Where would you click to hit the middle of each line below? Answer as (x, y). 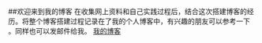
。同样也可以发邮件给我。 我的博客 (64, 31)
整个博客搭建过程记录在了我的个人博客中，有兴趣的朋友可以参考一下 (139, 21)
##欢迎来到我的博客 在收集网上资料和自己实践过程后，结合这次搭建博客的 (127, 11)
